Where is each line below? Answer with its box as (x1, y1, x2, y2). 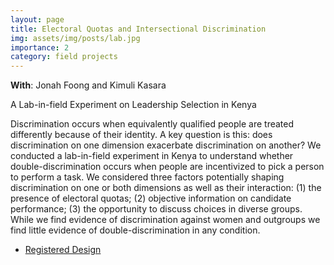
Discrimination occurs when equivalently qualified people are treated (10, 118, 295, 130)
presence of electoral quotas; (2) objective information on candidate (10, 192, 292, 205)
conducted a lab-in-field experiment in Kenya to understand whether (10, 150, 294, 162)
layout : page (10, 14, 65, 25)
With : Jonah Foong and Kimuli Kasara (10, 79, 167, 91)
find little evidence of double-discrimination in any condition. (10, 224, 261, 236)
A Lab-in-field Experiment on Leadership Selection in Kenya (10, 99, 257, 111)
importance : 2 (10, 42, 70, 53)
